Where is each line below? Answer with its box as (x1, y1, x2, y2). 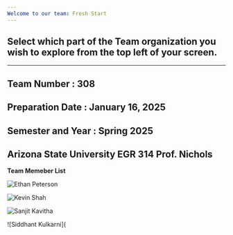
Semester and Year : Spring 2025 (7, 125, 154, 137)
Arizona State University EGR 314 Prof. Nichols (7, 149, 213, 160)
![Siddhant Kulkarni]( (7, 220, 67, 229)
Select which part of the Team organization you (7, 36, 216, 48)
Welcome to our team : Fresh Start (7, 10, 107, 17)
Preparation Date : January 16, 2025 (7, 102, 166, 113)
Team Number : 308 (7, 77, 96, 90)
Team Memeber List (7, 167, 66, 175)
